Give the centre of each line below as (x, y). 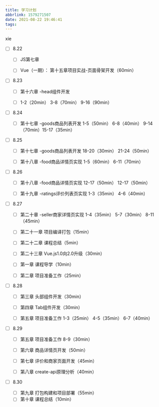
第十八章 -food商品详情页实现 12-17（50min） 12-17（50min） (85, 183)
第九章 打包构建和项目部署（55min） (59, 393)
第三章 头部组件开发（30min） (52, 296)
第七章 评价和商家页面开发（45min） (59, 361)
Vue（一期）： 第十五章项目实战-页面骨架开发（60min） (78, 70)
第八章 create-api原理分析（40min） (58, 372)
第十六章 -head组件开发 (45, 91)
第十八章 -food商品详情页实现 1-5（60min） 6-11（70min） (82, 162)
